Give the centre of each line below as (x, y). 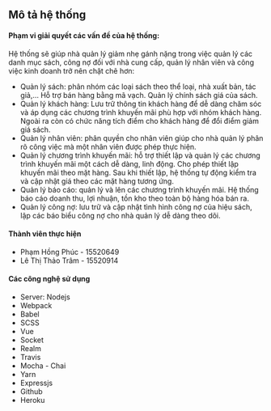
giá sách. (35, 129)
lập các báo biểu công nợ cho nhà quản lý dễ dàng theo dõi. (120, 215)
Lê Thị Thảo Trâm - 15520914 (69, 261)
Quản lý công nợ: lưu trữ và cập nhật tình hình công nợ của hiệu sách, (136, 206)
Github (31, 392)
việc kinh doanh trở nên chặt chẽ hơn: (72, 70)
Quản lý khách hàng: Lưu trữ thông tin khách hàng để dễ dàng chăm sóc (141, 104)
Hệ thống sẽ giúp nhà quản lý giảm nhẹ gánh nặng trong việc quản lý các (131, 53)
